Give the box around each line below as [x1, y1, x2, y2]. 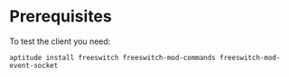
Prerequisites [9, 6, 113, 27]
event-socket [9, 61, 59, 70]
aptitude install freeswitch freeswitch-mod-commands [9, 53, 217, 62]
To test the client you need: [9, 36, 111, 47]
